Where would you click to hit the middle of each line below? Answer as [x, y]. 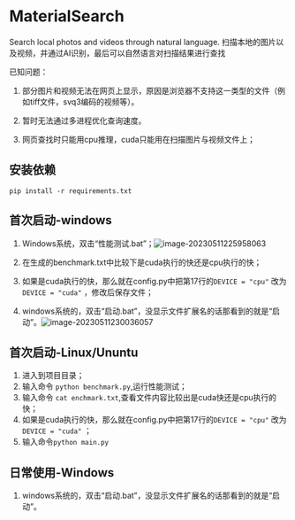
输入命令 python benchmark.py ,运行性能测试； [104, 386]
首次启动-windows [61, 220]
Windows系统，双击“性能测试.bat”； [88, 243]
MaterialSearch [67, 16]
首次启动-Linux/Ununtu [74, 352]
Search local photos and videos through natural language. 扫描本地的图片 [143, 42]
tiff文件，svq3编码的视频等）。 [84, 101]
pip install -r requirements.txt [71, 191]
